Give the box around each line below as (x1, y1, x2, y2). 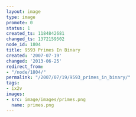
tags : (6, 80, 20, 86)
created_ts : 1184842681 (6, 31, 65, 37)
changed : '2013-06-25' (6, 58, 62, 64)
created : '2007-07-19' (6, 53, 62, 58)
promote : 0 (6, 19, 33, 25)
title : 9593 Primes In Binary (6, 47, 81, 53)
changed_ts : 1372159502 (6, 36, 65, 42)
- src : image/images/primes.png (6, 96, 86, 102)
